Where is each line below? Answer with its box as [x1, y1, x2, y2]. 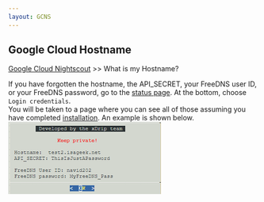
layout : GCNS [8, 13, 52, 21]
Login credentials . [8, 96, 71, 106]
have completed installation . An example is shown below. [8, 113, 194, 123]
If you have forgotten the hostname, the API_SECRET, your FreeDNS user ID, [8, 79, 258, 89]
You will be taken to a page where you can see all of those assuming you [8, 105, 246, 114]
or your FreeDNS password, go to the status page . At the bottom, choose [8, 88, 247, 97]
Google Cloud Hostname [8, 44, 132, 57]
